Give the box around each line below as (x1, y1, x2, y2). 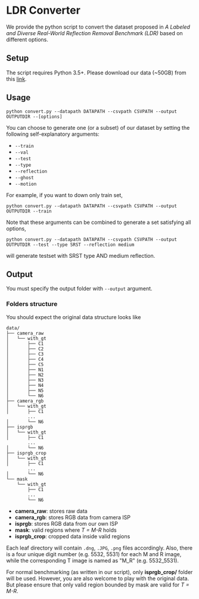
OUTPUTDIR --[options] (6, 114, 63, 120)
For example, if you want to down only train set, (6, 191, 123, 198)
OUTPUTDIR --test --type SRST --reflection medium (6, 242, 135, 248)
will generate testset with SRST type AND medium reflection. (6, 252, 156, 259)
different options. (6, 36, 49, 43)
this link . (6, 75, 27, 82)
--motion (14, 181, 37, 187)
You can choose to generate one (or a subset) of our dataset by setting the (6, 124, 190, 131)
